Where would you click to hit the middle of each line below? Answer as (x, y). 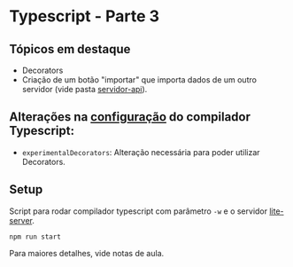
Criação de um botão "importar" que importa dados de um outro (139, 80)
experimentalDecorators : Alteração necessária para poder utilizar (141, 152)
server (21, 220)
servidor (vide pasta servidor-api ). (85, 89)
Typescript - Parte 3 (85, 16)
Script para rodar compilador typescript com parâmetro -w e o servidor (139, 211)
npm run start (35, 237)
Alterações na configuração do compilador (130, 117)
